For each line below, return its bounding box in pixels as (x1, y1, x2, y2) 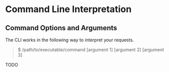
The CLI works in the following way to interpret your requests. (5, 37, 134, 43)
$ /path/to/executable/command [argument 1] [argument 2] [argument (17, 47, 164, 52)
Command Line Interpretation (5, 4, 132, 15)
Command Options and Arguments (5, 24, 117, 32)
